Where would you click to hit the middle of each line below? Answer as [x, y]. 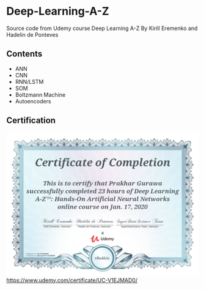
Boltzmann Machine [40, 95]
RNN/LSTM [29, 81]
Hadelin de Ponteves [32, 34]
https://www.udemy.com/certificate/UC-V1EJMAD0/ [72, 280]
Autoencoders [33, 101]
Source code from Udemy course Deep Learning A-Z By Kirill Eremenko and [102, 28]
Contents [24, 54]
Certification [31, 121]
